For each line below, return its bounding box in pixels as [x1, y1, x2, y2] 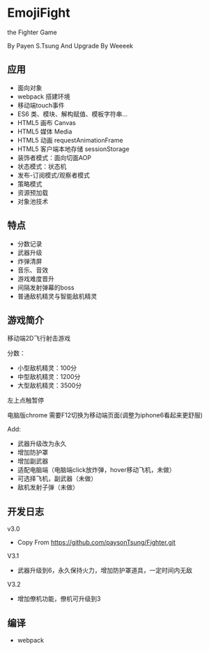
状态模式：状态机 [17, 162, 67, 171]
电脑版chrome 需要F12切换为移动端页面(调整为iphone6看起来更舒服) [7, 411, 203, 420]
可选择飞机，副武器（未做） [17, 474, 98, 483]
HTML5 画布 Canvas [17, 118, 77, 127]
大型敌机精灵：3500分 [17, 381, 82, 389]
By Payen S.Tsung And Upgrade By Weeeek [7, 41, 134, 50]
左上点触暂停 [7, 396, 44, 405]
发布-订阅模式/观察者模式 [17, 171, 91, 179]
